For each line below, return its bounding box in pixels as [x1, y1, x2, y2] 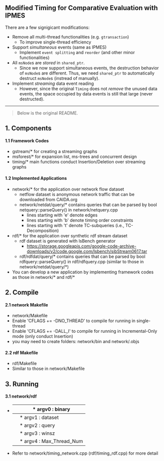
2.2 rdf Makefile [5, 349, 38, 355]
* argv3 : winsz [19, 430, 55, 437]
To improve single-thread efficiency [19, 39, 91, 45]
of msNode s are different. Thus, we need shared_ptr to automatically [19, 70, 155, 76]
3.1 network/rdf [5, 393, 37, 399]
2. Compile [5, 288, 39, 296]
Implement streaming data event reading [12, 80, 94, 86]
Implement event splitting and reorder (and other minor [19, 49, 135, 55]
